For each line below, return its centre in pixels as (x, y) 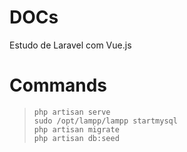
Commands (58, 85)
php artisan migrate (76, 129)
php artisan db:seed (76, 138)
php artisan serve (72, 112)
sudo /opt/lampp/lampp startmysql (105, 121)
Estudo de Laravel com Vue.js (70, 45)
